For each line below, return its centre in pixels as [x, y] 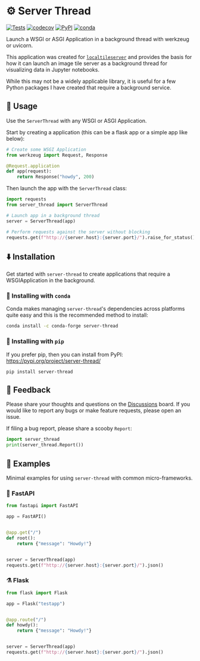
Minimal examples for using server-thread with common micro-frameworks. [99, 478]
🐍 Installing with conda [38, 296]
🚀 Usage [22, 106]
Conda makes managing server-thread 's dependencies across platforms [96, 309]
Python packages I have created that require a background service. [89, 87]
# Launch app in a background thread [53, 215]
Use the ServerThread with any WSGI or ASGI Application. [76, 121]
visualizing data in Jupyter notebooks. [53, 69]
